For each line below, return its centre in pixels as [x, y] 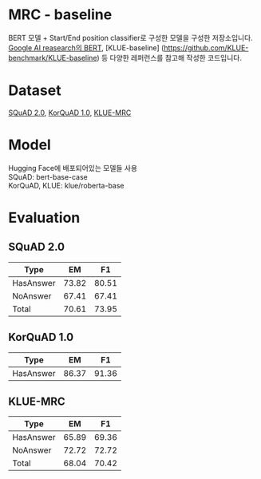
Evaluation [44, 218]
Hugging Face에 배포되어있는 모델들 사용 [73, 168]
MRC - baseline [60, 15]
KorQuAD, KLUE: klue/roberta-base [67, 185]
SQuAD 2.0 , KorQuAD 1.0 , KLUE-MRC [70, 113]
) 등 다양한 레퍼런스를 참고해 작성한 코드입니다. [169, 57]
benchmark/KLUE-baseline [53, 57]
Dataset [35, 91]
